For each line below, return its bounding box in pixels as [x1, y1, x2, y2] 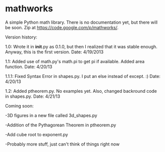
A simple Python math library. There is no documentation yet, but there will [5, 19, 158, 25]
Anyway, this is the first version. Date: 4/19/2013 [5, 49, 104, 55]
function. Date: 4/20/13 [5, 64, 53, 70]
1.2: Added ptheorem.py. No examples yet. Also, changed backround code [5, 88, 157, 94]
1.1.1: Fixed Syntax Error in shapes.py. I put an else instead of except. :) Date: [5, 73, 161, 79]
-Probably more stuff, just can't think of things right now [5, 141, 120, 147]
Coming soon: [5, 103, 34, 109]
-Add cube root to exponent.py [5, 131, 68, 137]
